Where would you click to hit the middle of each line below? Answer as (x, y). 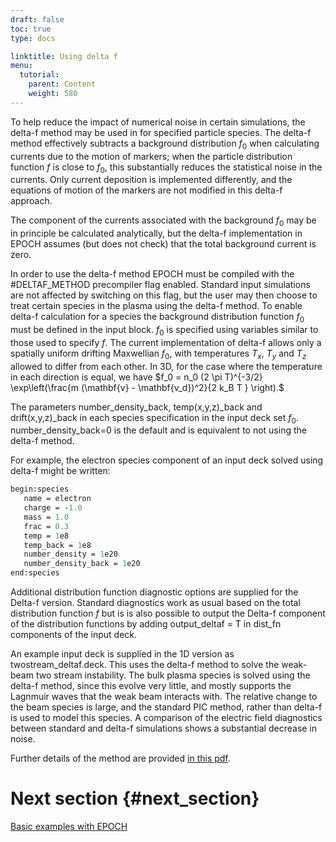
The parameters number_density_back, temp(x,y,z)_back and (136, 407)
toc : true (31, 29)
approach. (31, 201)
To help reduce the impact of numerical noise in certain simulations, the (158, 122)
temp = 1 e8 (46, 536)
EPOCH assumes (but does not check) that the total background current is (163, 244)
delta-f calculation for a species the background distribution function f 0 (157, 318)
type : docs (33, 38)
